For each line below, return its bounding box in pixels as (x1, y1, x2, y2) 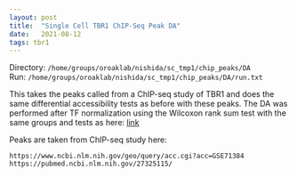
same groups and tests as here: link (9, 117, 140, 128)
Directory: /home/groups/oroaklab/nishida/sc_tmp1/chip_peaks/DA (9, 62, 251, 73)
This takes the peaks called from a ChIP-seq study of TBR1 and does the (9, 89, 275, 100)
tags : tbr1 (9, 37, 50, 47)
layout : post (9, 12, 58, 22)
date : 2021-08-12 (9, 29, 82, 38)
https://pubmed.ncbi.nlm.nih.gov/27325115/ (9, 159, 173, 169)
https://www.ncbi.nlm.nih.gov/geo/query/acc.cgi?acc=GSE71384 (9, 152, 245, 161)
